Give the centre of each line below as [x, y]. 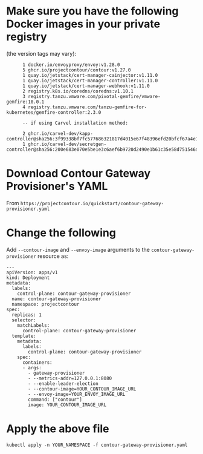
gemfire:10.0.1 [25, 102]
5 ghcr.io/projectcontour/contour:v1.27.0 [76, 70]
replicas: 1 [27, 315]
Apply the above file [58, 429]
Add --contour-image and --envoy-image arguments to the [78, 249]
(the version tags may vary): [41, 53]
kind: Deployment [28, 278]
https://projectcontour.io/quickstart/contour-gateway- [92, 203]
